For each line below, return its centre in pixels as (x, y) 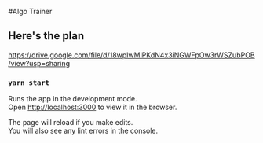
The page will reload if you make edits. (71, 123)
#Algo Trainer (30, 11)
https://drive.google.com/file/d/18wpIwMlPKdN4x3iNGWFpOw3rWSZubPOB (131, 55)
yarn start (29, 82)
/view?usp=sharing (39, 63)
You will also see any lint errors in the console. (83, 131)
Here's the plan (46, 36)
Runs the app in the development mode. (73, 99)
